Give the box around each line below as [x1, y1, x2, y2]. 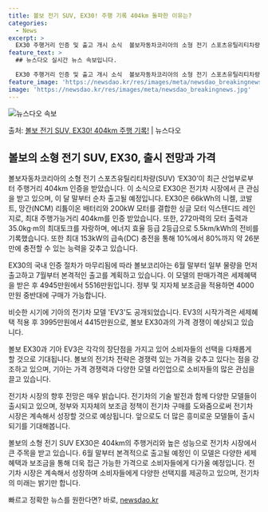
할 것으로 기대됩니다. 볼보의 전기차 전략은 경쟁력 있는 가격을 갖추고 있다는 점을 [8, 355, 251, 364]
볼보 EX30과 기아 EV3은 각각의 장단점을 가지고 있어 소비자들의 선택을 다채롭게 [8, 344, 252, 354]
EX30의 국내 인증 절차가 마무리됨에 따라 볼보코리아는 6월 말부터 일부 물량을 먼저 [8, 260, 258, 270]
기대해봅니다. [29, 421, 70, 431]
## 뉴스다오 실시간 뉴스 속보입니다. [15, 57, 117, 65]
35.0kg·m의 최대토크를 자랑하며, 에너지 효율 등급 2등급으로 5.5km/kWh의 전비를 [8, 224, 259, 233]
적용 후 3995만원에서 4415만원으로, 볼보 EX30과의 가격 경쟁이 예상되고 [16, 317, 239, 327]
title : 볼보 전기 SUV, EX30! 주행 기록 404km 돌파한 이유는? [8, 11, 192, 20]
